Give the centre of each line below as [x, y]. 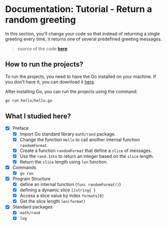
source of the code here [42, 48]
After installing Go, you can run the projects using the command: [72, 91]
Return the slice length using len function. [64, 161]
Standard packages [32, 207]
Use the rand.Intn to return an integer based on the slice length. [87, 156]
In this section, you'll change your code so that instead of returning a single [83, 33]
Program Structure [31, 178]
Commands [24, 167]
